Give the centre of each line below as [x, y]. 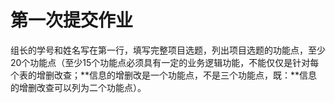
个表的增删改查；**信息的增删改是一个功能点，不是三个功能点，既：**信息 [164, 75]
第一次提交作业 [72, 20]
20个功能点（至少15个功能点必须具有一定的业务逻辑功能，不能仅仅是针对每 [165, 62]
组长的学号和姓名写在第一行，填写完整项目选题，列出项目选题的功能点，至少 [168, 50]
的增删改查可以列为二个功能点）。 [78, 87]
